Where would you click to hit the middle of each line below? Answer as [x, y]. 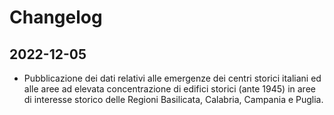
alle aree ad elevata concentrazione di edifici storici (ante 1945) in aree [169, 89]
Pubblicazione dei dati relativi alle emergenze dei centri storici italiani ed [172, 78]
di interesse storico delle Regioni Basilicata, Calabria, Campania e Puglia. [173, 99]
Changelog [56, 17]
